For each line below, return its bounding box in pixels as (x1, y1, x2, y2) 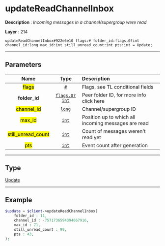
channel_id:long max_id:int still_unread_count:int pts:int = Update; (5, 42, 153, 47)
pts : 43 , (14, 232, 34, 237)
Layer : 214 (5, 29, 28, 34)
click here (82, 97, 105, 104)
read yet (82, 134, 102, 141)
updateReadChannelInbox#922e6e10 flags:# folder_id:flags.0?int (5, 38, 139, 43)
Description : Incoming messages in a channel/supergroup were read (5, 19, 147, 25)
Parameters (5, 61, 42, 69)
